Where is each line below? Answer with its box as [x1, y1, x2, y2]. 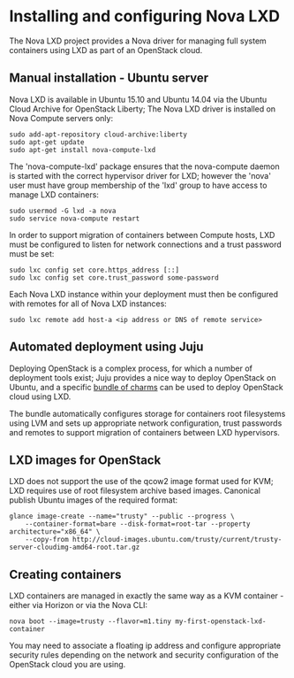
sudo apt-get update [9, 137, 86, 147]
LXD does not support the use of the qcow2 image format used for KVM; [9, 476, 274, 487]
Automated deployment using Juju [9, 339, 204, 355]
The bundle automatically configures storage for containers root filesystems [9, 408, 286, 419]
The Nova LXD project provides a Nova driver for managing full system [9, 35, 267, 46]
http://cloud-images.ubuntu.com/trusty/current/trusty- [72, 535, 283, 544]
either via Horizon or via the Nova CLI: [9, 600, 148, 611]
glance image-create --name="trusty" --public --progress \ [9, 512, 236, 521]
